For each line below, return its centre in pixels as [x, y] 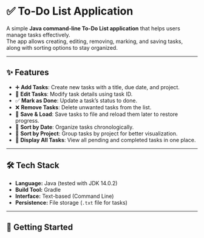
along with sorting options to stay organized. [62, 47]
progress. [27, 120]
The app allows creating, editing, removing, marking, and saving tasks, [95, 41]
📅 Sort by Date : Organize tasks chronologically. [74, 127]
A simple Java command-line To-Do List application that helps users [93, 28]
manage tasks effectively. [39, 35]
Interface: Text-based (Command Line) [64, 196]
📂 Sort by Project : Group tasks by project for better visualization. [96, 133]
